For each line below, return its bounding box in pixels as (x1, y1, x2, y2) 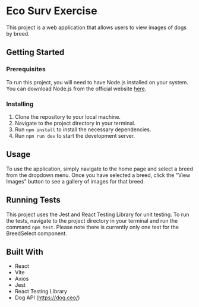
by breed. (6, 30, 30, 37)
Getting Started (6, 48, 65, 58)
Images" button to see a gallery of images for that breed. (6, 178, 146, 185)
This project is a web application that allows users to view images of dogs (6, 24, 187, 31)
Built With (6, 246, 43, 257)
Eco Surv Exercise (6, 4, 97, 18)
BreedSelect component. (6, 230, 67, 237)
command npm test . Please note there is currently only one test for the (6, 223, 179, 230)
